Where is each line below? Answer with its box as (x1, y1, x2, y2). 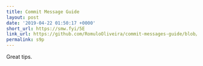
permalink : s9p (6, 37, 45, 43)
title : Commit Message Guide (6, 8, 80, 15)
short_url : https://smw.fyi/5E (6, 25, 85, 32)
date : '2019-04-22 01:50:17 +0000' (6, 20, 96, 26)
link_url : (6, 31, 31, 37)
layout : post (6, 14, 39, 20)
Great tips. (6, 53, 33, 60)
